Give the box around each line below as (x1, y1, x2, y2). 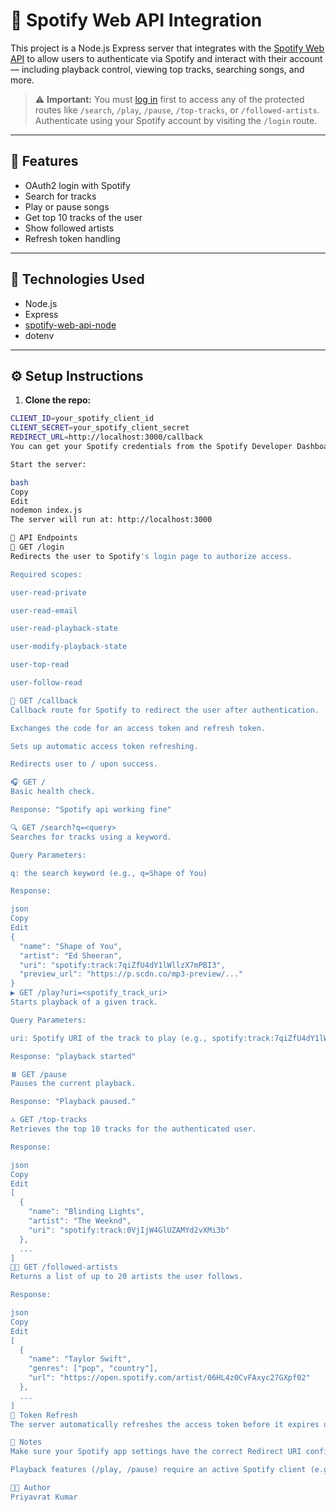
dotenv (24, 329, 55, 341)
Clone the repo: (24, 394, 92, 406)
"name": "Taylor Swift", (28, 1354, 132, 1364)
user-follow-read (10, 678, 83, 688)
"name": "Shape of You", (19, 941, 123, 951)
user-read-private (10, 587, 87, 598)
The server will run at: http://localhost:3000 (10, 515, 213, 525)
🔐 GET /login (10, 542, 65, 552)
